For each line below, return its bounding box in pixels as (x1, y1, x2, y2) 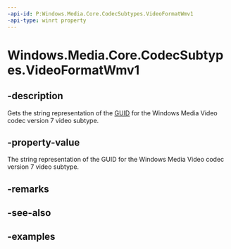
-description (7, 90, 63, 102)
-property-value (7, 136, 80, 148)
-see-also (7, 207, 51, 219)
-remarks (7, 183, 49, 195)
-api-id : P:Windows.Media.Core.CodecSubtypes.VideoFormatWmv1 (7, 10, 194, 18)
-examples (7, 231, 56, 243)
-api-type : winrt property (7, 17, 87, 24)
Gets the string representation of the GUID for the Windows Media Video (7, 108, 218, 117)
